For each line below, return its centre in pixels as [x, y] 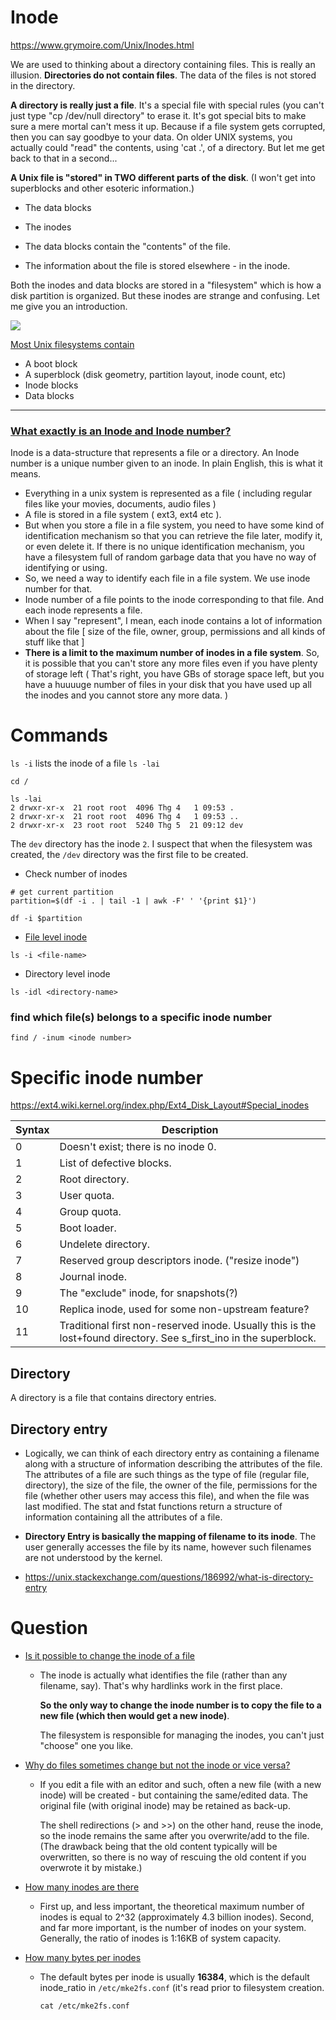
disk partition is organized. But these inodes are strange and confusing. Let [165, 295]
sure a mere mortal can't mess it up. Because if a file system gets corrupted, [168, 126]
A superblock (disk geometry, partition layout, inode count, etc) [155, 374]
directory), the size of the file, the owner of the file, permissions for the [171, 1485]
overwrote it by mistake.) [91, 1867]
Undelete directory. [105, 1244]
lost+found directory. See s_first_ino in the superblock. [188, 1338]
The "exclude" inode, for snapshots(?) [149, 1293]
